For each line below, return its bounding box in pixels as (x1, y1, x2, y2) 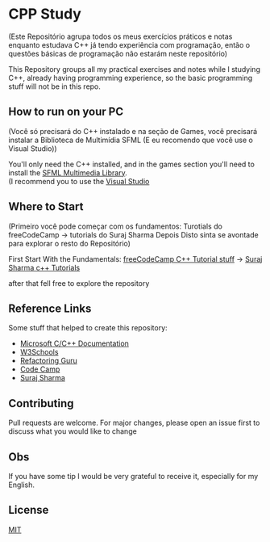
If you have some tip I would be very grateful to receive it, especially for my (8, 472, 259, 481)
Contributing (8, 397, 74, 410)
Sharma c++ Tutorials (8, 263, 81, 272)
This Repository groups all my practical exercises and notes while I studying (8, 64, 260, 74)
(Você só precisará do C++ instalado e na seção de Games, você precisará (8, 126, 258, 136)
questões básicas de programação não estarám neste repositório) (8, 48, 228, 58)
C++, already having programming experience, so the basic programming (8, 73, 253, 82)
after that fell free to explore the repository (8, 278, 150, 288)
